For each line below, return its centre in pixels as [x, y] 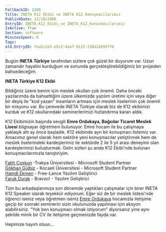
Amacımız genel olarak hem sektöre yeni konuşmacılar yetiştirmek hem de [81, 137]
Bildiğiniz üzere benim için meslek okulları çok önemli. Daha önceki [74, 90]
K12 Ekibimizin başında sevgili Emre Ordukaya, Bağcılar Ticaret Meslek [79, 121]
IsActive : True [21, 28]
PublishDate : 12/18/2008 [31, 19]
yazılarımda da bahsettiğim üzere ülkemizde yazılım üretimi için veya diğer [81, 96]
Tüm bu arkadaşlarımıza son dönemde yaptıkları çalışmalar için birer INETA [82, 188]
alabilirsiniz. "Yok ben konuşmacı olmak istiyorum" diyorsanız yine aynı [77, 209]
